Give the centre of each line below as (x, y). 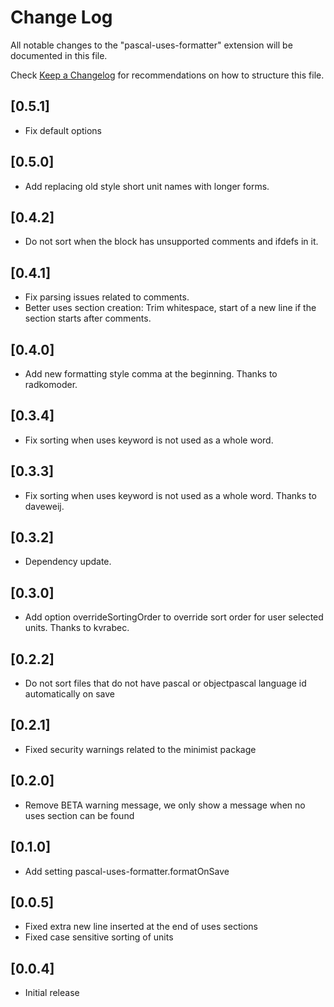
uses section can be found (79, 815)
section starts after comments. (88, 318)
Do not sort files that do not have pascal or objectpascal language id (165, 683)
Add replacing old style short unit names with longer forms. (147, 186)
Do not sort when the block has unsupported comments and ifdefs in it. (171, 242)
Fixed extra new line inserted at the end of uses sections (141, 927)
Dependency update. (68, 562)
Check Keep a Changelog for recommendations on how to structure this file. (167, 75)
